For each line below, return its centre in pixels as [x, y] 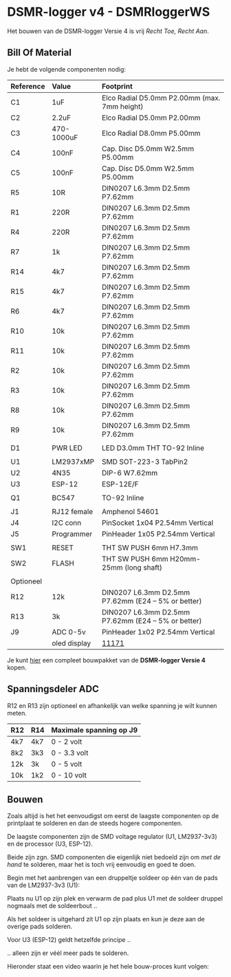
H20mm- [185, 559]
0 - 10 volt [69, 775]
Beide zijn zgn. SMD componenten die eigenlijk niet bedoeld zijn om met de [114, 857]
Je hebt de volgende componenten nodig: [66, 69]
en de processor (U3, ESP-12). [50, 844]
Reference [28, 86]
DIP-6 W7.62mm [130, 473]
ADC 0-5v [68, 632]
